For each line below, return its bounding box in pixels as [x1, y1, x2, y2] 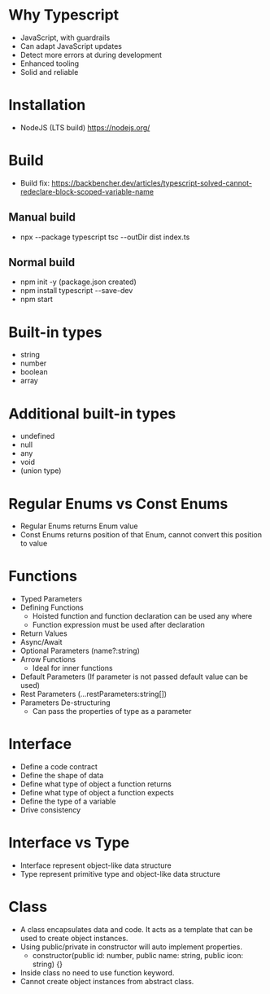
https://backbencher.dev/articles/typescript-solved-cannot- [51, 177, 252, 188]
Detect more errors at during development [20, 50, 163, 59]
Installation [8, 96, 86, 115]
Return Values [20, 628, 67, 638]
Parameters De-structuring [20, 698, 111, 707]
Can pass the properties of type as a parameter [32, 707, 192, 716]
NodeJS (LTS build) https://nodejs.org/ [20, 122, 150, 132]
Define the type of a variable [20, 796, 116, 807]
